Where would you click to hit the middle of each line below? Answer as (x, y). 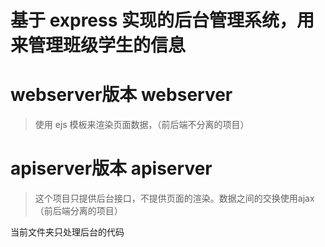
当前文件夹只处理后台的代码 (67, 232)
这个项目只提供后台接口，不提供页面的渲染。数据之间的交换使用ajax (174, 198)
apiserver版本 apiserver (111, 168)
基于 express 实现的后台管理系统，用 (162, 20)
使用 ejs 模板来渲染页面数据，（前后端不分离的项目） (142, 125)
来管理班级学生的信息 (98, 45)
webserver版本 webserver (121, 95)
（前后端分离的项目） (78, 211)
